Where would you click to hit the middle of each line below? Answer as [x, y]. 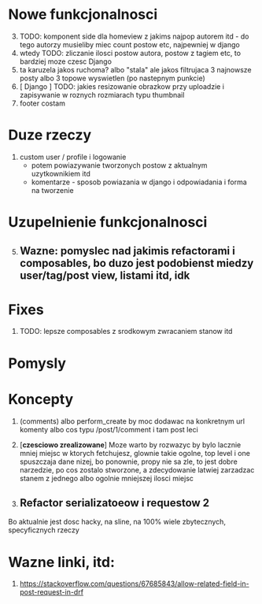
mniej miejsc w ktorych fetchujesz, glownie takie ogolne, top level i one [135, 453]
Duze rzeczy [50, 135]
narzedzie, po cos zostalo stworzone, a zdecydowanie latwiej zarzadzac [137, 469]
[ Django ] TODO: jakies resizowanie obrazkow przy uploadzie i [122, 86]
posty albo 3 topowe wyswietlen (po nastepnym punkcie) [113, 78]
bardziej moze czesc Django [66, 61]
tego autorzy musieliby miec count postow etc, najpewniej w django [129, 44]
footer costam [42, 103]
